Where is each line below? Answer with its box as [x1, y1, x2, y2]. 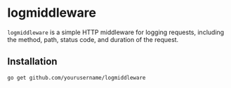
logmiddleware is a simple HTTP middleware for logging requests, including [7, 28, 225, 36]
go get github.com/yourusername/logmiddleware [7, 74, 146, 81]
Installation [7, 56, 58, 68]
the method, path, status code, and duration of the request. [7, 35, 179, 43]
